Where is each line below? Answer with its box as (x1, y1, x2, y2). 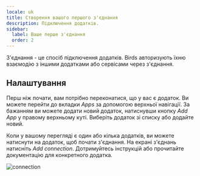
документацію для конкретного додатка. (6, 151, 112, 158)
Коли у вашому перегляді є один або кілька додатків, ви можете (6, 132, 174, 139)
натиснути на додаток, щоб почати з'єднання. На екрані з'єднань (6, 138, 176, 146)
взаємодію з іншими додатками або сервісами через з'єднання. (6, 60, 174, 68)
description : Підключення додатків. (6, 20, 99, 26)
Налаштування (6, 78, 67, 88)
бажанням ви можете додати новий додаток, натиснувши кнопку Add (6, 107, 188, 114)
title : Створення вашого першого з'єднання (6, 15, 119, 21)
